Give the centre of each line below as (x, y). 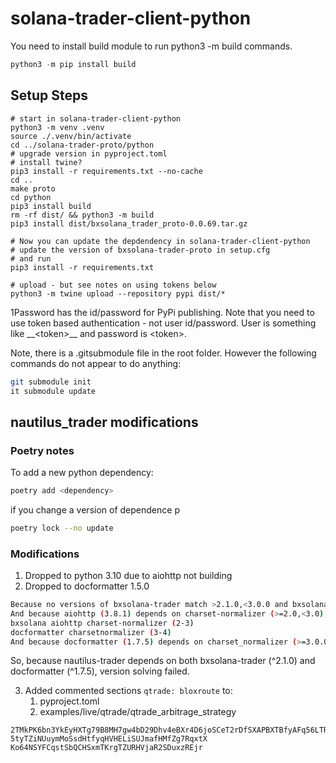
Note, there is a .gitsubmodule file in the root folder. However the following (163, 353)
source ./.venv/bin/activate (71, 136)
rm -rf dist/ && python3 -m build (82, 215)
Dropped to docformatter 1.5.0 (87, 586)
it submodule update (53, 391)
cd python (31, 197)
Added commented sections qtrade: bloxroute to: (128, 691)
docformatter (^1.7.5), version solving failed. (100, 671)
